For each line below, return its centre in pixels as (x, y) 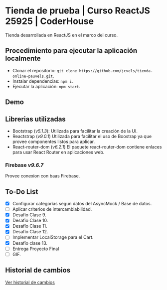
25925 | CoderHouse (49, 21)
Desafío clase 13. (30, 243)
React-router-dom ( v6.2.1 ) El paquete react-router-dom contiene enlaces (87, 146)
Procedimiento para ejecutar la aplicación (71, 51)
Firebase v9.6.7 (24, 165)
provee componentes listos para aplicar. (54, 142)
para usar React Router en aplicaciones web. (58, 152)
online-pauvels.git (33, 76)
